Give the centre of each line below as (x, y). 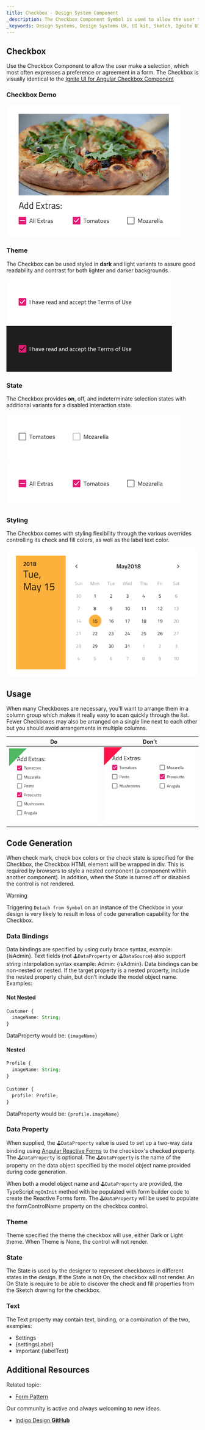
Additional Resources (48, 1370)
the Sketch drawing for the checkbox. (54, 1290)
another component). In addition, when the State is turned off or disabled (98, 877)
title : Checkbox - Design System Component (63, 13)
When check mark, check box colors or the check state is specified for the (100, 858)
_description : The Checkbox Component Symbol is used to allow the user (101, 19)
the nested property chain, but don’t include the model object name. (92, 977)
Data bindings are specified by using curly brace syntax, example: (89, 949)
